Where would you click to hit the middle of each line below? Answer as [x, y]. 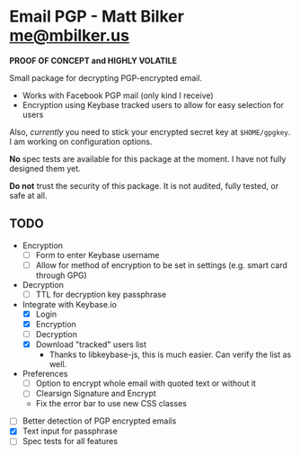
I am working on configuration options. [81, 141]
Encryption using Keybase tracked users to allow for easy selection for [153, 104]
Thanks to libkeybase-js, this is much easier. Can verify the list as [170, 355]
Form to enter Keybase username [97, 254]
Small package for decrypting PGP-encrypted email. [106, 77]
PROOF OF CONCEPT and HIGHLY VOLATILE [93, 60]
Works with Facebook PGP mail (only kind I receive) [118, 95]
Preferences [45, 374]
